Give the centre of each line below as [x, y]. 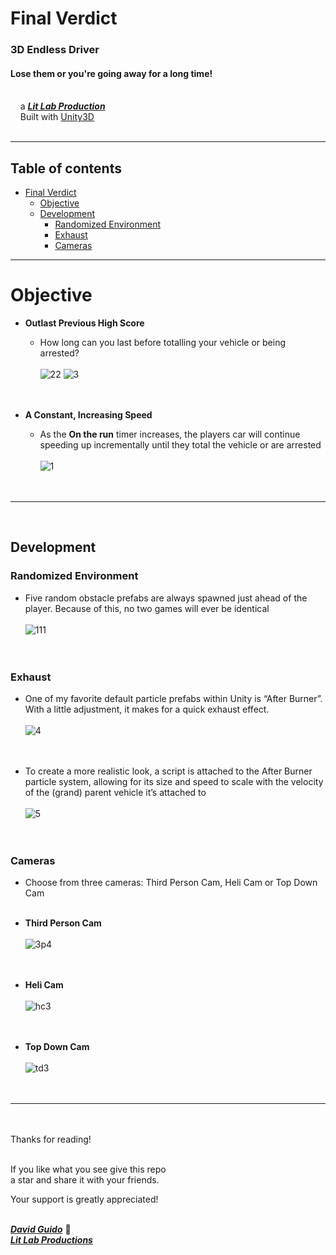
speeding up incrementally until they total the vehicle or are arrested [180, 445]
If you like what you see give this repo [88, 1169]
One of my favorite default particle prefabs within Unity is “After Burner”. [173, 699]
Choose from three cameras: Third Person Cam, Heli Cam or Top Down [171, 883]
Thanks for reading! [51, 1139]
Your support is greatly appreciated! [84, 1199]
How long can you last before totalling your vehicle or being [163, 343]
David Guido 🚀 [41, 1229]
